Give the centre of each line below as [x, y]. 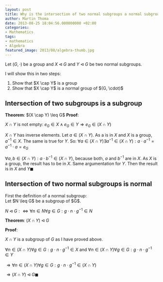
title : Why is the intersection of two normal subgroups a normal [73, 14]
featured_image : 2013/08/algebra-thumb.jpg [50, 50]
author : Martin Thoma [27, 18]
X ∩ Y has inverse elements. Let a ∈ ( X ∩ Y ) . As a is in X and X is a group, [79, 135]
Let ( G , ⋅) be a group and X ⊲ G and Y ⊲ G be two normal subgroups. [73, 64]
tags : [10, 37]
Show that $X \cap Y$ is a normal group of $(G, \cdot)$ [68, 88]
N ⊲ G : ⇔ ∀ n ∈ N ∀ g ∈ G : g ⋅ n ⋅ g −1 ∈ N [49, 211]
